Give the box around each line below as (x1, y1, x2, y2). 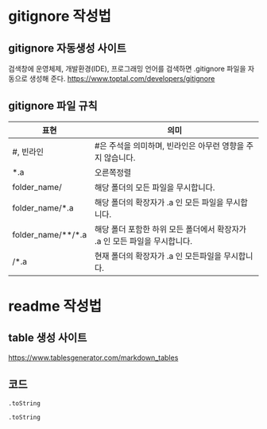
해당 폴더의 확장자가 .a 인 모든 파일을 (94, 196, 224, 207)
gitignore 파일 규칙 (8, 99, 98, 113)
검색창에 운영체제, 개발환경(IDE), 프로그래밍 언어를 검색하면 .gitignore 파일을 (8, 64, 246, 73)
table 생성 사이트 (8, 331, 87, 345)
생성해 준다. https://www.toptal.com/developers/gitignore (29, 74, 215, 83)
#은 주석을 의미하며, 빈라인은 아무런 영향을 (94, 140, 245, 151)
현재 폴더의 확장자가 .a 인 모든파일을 (94, 250, 222, 261)
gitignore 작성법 (8, 7, 111, 25)
